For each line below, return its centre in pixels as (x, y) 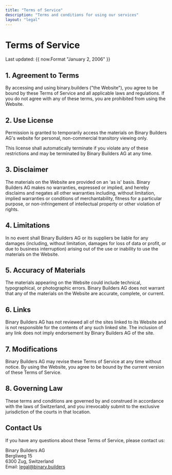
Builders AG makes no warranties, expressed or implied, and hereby (77, 187)
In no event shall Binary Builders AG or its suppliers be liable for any (77, 238)
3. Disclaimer (27, 170)
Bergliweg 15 (19, 455)
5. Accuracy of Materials (45, 270)
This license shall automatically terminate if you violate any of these (77, 148)
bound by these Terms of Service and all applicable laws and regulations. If (85, 93)
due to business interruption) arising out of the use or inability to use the (82, 249)
